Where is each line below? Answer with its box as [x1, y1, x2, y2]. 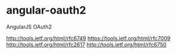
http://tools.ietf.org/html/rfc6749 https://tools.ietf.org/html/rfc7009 [6, 34, 171, 42]
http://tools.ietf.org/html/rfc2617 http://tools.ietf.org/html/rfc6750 [6, 41, 167, 48]
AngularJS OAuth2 [6, 23, 52, 30]
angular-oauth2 [6, 4, 86, 17]
